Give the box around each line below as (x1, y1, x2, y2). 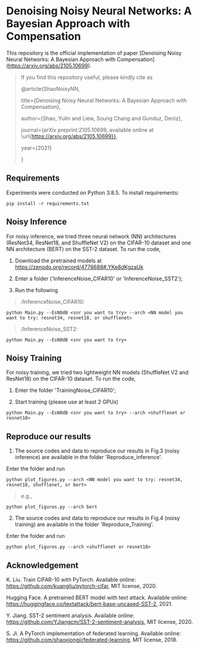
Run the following (14, 286, 59, 293)
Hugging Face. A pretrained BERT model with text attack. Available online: (6, 594, 188, 601)
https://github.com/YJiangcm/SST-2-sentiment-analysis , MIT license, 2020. (6, 619, 193, 625)
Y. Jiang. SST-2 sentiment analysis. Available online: (6, 612, 134, 619)
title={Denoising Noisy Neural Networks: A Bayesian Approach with (20, 97, 187, 104)
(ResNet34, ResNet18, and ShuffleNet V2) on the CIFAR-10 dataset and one (6, 239, 191, 246)
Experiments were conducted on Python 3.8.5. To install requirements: (6, 189, 179, 196)
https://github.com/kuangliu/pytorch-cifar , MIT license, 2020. (6, 583, 157, 589)
